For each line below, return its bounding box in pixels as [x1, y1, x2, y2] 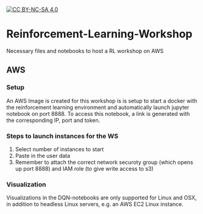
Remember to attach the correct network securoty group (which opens [15, 159, 193, 166]
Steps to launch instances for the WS [6, 132, 119, 140]
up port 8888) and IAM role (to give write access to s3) [15, 165, 154, 172]
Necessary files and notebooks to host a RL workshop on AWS [6, 47, 164, 54]
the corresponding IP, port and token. [6, 116, 101, 124]
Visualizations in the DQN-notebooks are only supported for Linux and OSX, [6, 194, 197, 201]
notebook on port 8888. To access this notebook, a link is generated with [6, 110, 190, 117]
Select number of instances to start [15, 145, 104, 152]
